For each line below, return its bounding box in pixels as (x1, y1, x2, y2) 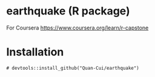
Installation (6, 45, 64, 59)
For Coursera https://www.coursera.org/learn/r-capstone (6, 24, 149, 31)
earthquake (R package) (6, 4, 130, 18)
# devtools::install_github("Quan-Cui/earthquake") (6, 65, 139, 71)
